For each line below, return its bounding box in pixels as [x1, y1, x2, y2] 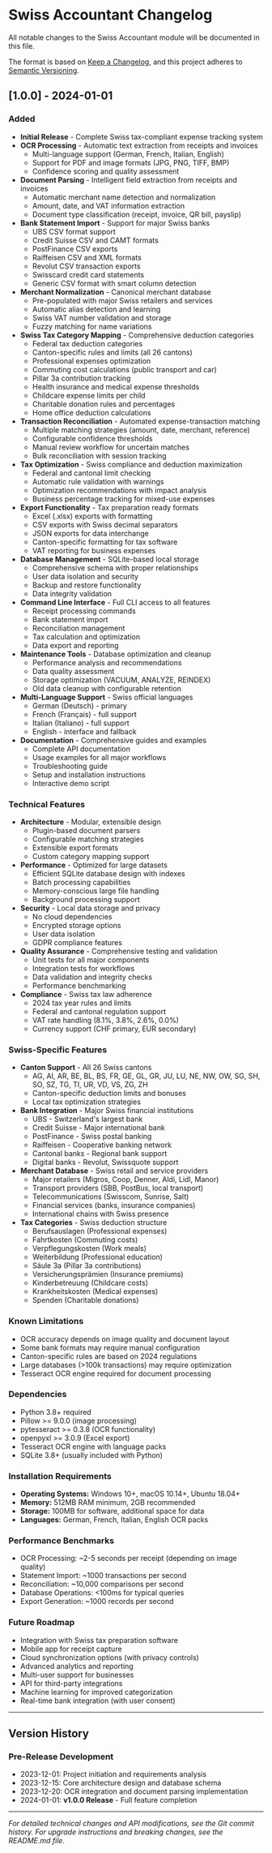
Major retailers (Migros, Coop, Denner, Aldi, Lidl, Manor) [32, 1175, 219, 1184]
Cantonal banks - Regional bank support [32, 1149, 168, 1159]
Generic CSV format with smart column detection [32, 278, 197, 288]
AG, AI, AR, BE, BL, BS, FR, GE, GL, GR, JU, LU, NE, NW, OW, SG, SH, [32, 1071, 261, 1081]
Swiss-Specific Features [8, 1044, 108, 1055]
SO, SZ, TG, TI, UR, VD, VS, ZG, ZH [32, 1080, 148, 1090]
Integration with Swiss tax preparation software [19, 1635, 178, 1644]
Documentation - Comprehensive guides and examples [19, 735, 207, 745]
